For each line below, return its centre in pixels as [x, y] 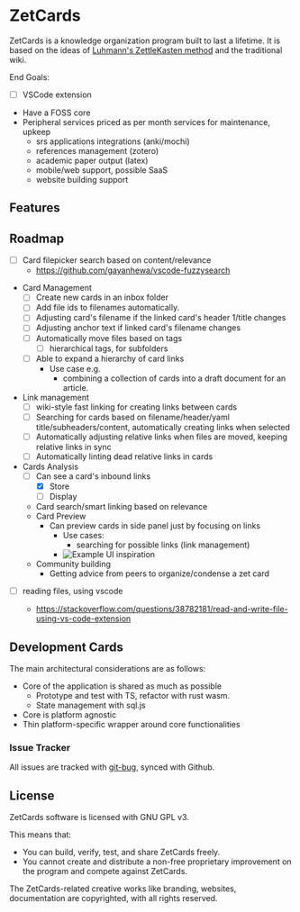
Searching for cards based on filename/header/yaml [132, 417]
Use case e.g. [75, 368]
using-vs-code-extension [83, 619]
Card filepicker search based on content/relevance [117, 260]
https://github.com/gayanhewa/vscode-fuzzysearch [133, 270]
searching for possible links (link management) [163, 545]
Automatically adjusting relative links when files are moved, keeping [162, 437]
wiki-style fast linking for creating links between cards [136, 407]
